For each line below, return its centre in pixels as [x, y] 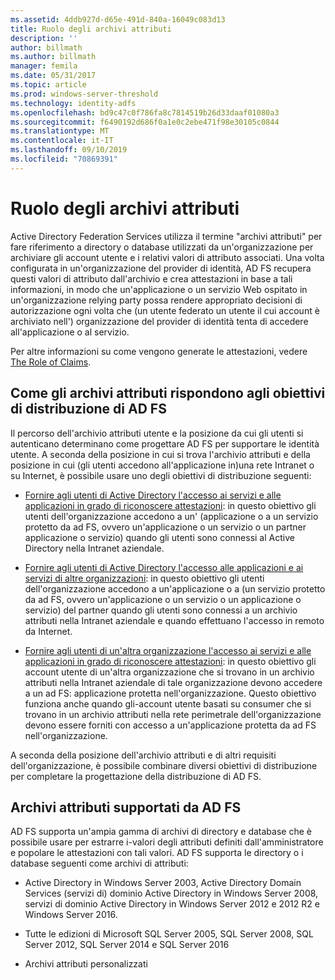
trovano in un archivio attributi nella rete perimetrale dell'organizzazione [173, 714]
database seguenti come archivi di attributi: [99, 863]
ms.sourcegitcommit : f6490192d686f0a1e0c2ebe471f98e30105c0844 [145, 122]
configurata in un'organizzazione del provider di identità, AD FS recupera [161, 268]
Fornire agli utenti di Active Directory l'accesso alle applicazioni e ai [164, 567]
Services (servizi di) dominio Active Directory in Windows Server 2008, [171, 893]
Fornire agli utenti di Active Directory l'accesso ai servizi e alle [153, 495]
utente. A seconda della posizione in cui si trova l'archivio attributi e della [160, 454]
